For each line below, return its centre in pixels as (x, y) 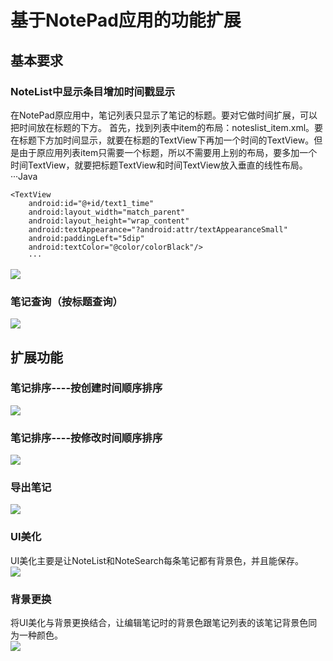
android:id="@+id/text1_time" (91, 203)
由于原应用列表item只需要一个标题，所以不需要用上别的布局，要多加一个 (168, 152)
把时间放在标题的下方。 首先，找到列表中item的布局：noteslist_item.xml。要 (167, 127)
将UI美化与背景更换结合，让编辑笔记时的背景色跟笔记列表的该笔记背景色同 (164, 623)
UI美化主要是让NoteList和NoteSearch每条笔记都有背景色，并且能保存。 (157, 560)
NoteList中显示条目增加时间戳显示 (93, 91)
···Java (24, 176)
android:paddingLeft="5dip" (86, 238)
